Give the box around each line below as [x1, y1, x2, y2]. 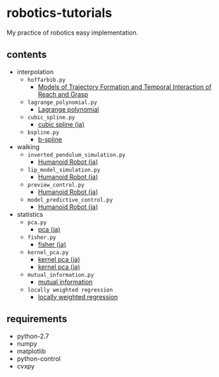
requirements [6, 313, 68, 325]
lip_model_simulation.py [27, 166, 101, 174]
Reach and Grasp [37, 90, 89, 98]
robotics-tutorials [6, 5, 113, 21]
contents [6, 49, 47, 61]
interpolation [16, 67, 54, 76]
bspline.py [27, 128, 60, 136]
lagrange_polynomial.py [27, 99, 98, 106]
